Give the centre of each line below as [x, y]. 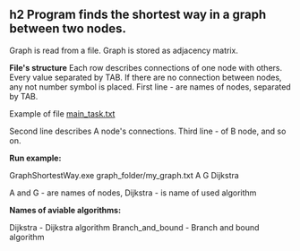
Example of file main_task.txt [62, 113]
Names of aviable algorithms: [65, 210]
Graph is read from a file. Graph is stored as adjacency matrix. [124, 50]
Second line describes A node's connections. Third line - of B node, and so [148, 131]
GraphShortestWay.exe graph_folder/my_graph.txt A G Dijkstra [124, 175]
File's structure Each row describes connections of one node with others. [146, 67]
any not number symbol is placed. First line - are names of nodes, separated [150, 87]
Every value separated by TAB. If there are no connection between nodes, [146, 77]
